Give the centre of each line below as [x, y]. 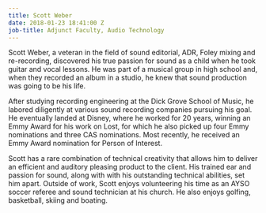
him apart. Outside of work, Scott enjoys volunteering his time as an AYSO [129, 184]
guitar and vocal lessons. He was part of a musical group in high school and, [133, 69]
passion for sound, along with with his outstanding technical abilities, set [127, 175]
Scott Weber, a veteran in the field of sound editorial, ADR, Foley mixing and [132, 53]
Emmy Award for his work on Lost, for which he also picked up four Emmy [129, 126]
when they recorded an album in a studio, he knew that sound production [128, 78]
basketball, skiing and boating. [58, 200]
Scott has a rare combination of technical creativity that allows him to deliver [133, 159]
